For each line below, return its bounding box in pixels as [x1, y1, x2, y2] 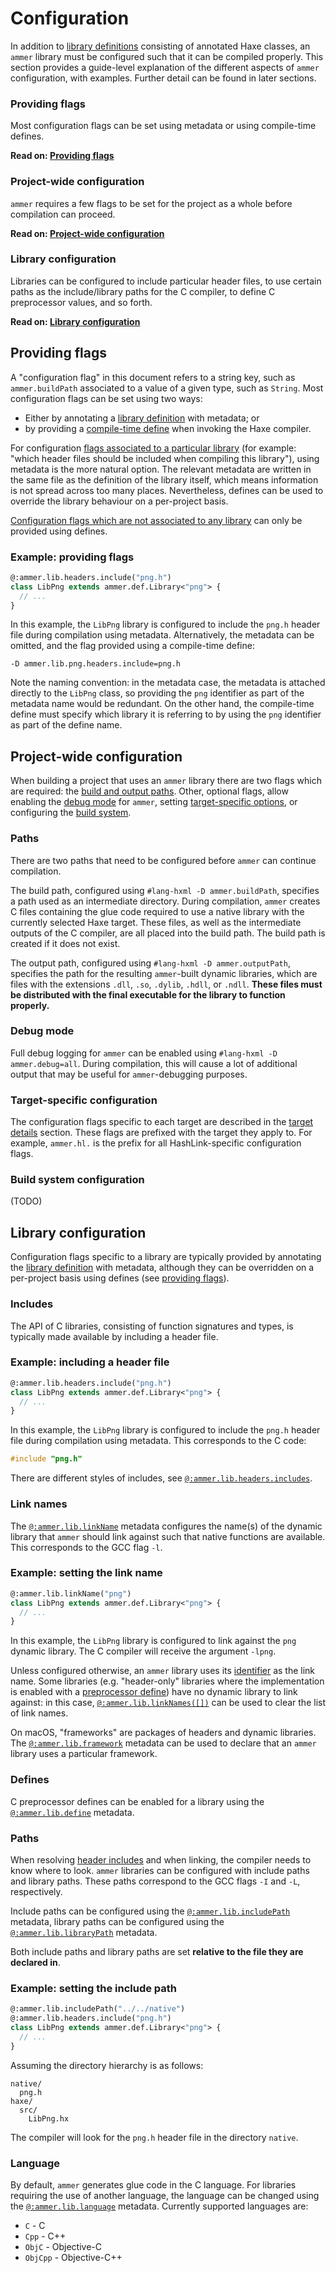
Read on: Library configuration [10, 315, 141, 327]
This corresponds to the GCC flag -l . [10, 1541, 163, 1553]
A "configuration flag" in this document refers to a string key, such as [10, 371, 296, 383]
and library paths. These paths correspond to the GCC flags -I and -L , [10, 1875, 301, 1887]
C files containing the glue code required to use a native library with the [10, 905, 305, 917]
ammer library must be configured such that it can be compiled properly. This [10, 50, 324, 62]
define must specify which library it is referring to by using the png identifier [10, 708, 322, 721]
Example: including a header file [10, 1355, 170, 1369]
